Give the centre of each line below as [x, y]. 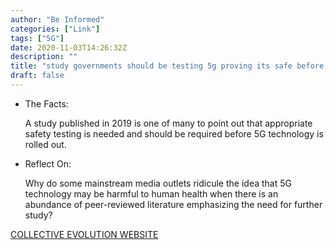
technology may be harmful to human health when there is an [151, 193]
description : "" [44, 57]
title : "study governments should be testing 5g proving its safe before [167, 66]
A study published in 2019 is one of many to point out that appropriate [168, 123]
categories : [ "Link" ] [55, 29]
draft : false [37, 76]
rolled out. [45, 144]
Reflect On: [48, 163]
